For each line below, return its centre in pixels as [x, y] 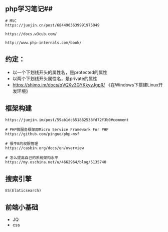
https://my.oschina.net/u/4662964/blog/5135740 [56, 162]
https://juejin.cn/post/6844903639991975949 [52, 25]
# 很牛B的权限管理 [22, 144]
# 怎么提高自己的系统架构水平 [32, 158]
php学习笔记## [29, 9]
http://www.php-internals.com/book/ [43, 42]
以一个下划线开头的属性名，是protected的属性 [60, 72]
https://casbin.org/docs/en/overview [45, 148]
